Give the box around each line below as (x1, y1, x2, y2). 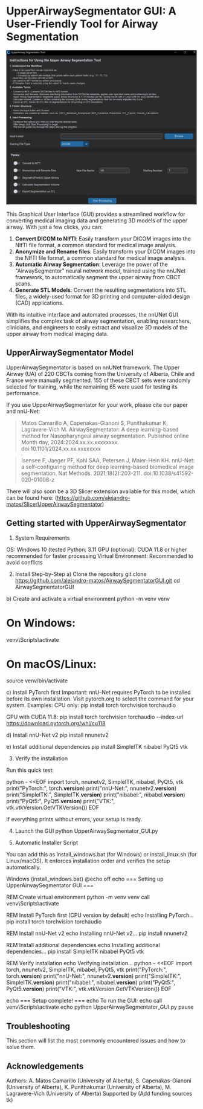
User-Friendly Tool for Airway (6, 17, 158, 31)
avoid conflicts (6, 558, 43, 566)
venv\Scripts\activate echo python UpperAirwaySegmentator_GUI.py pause (6, 1003, 194, 1010)
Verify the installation (14, 755, 68, 762)
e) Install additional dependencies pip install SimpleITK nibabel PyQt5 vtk (6, 743, 188, 751)
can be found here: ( (6, 494, 57, 501)
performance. (6, 389, 40, 396)
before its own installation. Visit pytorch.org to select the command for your (6, 695, 195, 702)
